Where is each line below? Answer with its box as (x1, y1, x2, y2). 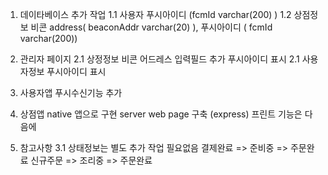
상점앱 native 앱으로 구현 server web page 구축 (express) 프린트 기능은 (19, 108, 303, 120)
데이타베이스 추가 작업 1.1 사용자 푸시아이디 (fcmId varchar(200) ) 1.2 (19, 9, 292, 20)
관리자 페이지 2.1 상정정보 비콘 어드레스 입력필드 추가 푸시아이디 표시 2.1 (19, 53, 300, 65)
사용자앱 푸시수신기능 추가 (19, 87, 123, 98)
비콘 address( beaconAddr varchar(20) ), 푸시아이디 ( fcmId (30, 21, 273, 33)
